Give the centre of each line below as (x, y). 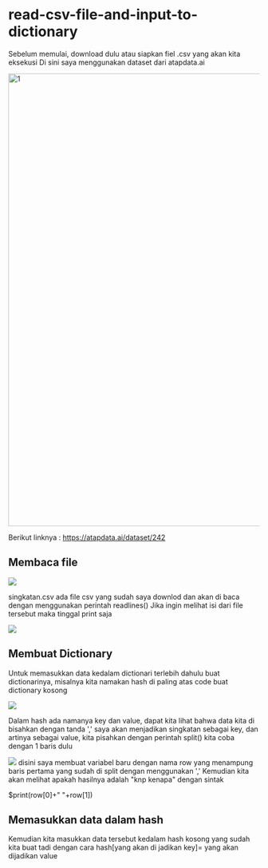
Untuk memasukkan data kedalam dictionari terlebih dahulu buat (114, 673)
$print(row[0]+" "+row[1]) (51, 795)
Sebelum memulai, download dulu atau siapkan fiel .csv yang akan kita (124, 54)
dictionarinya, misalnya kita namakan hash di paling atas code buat (118, 681)
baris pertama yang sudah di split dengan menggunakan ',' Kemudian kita (129, 771)
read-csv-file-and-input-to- (103, 15)
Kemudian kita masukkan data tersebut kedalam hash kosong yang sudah (129, 839)
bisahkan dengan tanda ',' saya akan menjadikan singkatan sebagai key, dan (134, 729)
